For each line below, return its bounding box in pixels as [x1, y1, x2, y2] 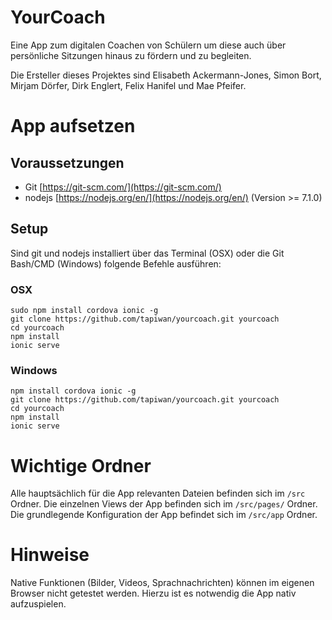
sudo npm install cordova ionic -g [10, 306, 159, 316]
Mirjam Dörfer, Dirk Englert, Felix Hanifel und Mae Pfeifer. [10, 79, 247, 91]
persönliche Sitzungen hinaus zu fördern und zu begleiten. [10, 49, 252, 61]
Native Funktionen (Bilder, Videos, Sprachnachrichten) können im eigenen [10, 577, 315, 589]
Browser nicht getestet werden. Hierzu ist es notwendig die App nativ [10, 587, 297, 600]
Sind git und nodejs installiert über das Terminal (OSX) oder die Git [10, 247, 285, 259]
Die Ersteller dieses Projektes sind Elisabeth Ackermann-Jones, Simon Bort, [10, 69, 322, 81]
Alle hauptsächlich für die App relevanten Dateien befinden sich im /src [10, 487, 306, 500]
